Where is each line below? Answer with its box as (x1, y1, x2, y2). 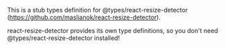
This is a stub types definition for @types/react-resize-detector (7, 6, 188, 14)
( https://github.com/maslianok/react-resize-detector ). (7, 13, 161, 21)
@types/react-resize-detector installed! (7, 34, 120, 42)
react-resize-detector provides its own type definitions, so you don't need (7, 27, 218, 35)
